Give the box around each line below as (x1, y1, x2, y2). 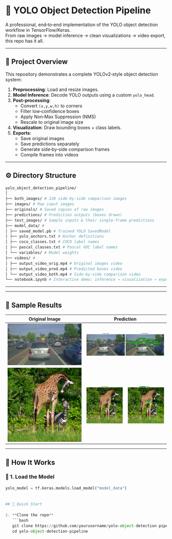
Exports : (12, 130, 32, 136)
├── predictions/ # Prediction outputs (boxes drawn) (5, 212, 123, 217)
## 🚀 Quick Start (5, 502, 42, 507)
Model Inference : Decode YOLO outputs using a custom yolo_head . (12, 92, 155, 98)
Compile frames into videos (20, 151, 79, 158)
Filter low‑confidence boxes (20, 108, 79, 114)
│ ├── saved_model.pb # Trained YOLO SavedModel (5, 229, 111, 234)
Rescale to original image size (20, 119, 83, 125)
